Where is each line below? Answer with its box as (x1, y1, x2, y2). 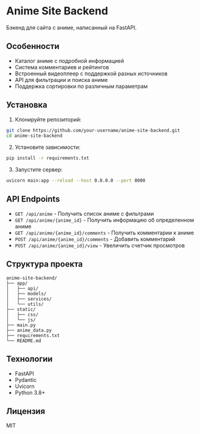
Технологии (6, 354, 53, 364)
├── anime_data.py (6, 327, 52, 333)
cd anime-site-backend (6, 133, 63, 139)
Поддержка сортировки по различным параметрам (14, 82, 148, 90)
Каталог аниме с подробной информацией (14, 57, 124, 64)
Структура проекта (6, 259, 83, 270)
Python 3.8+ (14, 389, 46, 396)
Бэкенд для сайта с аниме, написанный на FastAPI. (6, 24, 137, 31)
